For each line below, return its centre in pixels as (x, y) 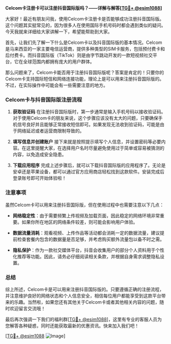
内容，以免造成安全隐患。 (39, 155)
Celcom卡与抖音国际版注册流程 (44, 100)
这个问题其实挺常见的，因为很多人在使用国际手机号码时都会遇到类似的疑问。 (85, 25)
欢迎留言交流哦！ (27, 308)
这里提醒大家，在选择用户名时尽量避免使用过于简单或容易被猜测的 (95, 148)
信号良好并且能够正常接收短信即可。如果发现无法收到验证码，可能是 (89, 125)
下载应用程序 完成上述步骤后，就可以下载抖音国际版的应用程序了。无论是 (89, 165)
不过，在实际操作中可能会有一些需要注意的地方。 (56, 85)
